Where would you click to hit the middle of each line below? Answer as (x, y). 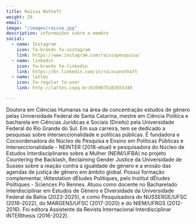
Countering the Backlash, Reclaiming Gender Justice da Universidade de (94, 159)
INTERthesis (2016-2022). (38, 215)
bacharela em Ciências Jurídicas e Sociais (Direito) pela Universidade (90, 122)
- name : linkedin (33, 60)
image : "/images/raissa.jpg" (42, 28)
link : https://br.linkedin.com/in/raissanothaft (77, 72)
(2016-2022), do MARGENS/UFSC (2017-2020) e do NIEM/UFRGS (86, 203)
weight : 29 (19, 17)
